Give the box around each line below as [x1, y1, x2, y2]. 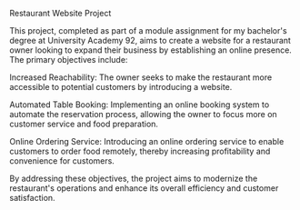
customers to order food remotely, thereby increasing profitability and [9, 145, 271, 156]
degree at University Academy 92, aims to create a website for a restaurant [9, 35, 291, 45]
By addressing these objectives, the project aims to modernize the [9, 173, 258, 184]
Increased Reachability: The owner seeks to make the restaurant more [9, 72, 273, 83]
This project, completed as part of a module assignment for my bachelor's [9, 25, 288, 35]
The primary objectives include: [9, 55, 128, 65]
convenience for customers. [9, 155, 115, 166]
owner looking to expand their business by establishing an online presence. [9, 45, 293, 55]
